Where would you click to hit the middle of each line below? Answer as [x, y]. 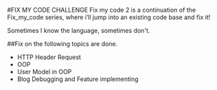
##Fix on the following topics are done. [62, 44]
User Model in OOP [44, 72]
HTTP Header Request [49, 57]
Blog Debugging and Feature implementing [78, 79]
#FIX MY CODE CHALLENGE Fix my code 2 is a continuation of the [102, 10]
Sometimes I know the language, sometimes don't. [79, 31]
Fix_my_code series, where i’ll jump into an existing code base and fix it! [109, 17]
